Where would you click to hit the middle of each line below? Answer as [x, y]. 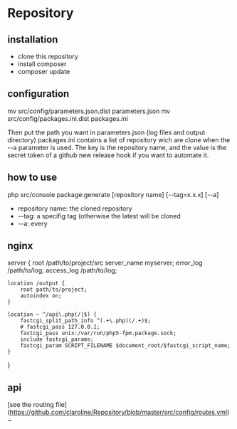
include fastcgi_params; [57, 339]
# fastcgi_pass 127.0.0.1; [60, 327]
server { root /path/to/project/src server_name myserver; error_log [105, 263]
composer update [44, 71]
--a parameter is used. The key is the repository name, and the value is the [117, 147]
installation [33, 39]
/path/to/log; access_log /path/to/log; [62, 270]
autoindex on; [41, 296]
